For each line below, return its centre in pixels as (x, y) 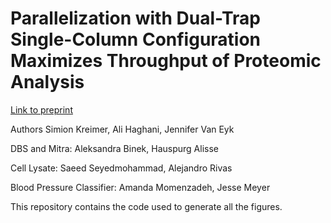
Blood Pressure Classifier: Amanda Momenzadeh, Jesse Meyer (140, 187)
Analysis (47, 82)
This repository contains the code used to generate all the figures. (146, 206)
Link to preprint (41, 109)
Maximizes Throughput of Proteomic (166, 61)
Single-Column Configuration (136, 39)
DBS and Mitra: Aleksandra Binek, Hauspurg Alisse (114, 148)
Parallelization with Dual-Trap (135, 18)
